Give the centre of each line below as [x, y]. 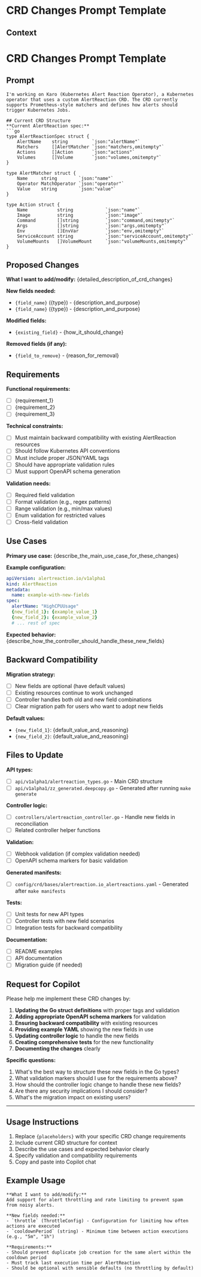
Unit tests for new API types [49, 914]
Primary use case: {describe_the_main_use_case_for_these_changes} [93, 555]
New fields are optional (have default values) [70, 686]
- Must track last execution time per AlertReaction [73, 1263]
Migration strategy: [31, 674]
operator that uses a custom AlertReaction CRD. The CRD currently [92, 100]
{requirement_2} [35, 407]
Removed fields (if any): [36, 344]
